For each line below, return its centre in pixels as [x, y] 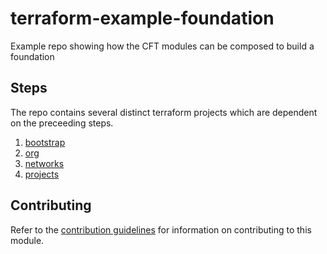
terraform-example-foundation [142, 18]
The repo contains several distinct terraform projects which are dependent [164, 112]
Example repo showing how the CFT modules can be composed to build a [162, 46]
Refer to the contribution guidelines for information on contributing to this [161, 229]
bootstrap [45, 142]
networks [44, 163]
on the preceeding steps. [62, 123]
